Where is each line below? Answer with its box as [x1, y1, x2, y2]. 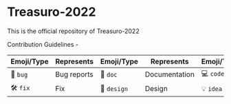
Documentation [144, 70, 195, 79]
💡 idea [201, 84, 222, 94]
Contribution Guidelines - [7, 40, 79, 48]
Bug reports [54, 70, 94, 79]
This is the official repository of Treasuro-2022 [7, 27, 140, 35]
